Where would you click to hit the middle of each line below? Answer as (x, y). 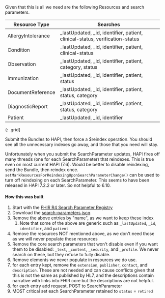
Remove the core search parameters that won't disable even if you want (85, 244)
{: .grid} (13, 130)
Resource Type (31, 24)
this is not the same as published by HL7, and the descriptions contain (83, 275)
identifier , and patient (44, 229)
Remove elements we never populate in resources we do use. (74, 260)
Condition (19, 50)
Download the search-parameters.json (51, 213)
